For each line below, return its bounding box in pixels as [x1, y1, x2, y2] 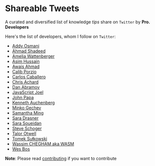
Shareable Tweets [5, 3, 79, 14]
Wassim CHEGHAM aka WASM [12, 141, 74, 147]
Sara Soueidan [12, 120, 42, 126]
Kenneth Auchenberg [12, 100, 55, 105]
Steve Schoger [12, 125, 42, 131]
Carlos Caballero [12, 74, 46, 80]
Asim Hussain [12, 58, 40, 64]
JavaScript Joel [12, 89, 44, 95]
